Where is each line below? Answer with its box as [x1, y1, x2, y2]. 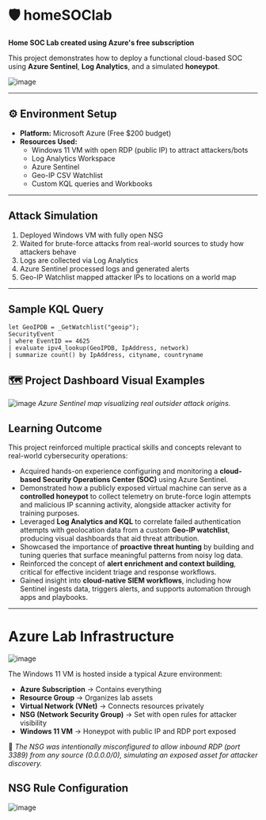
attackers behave [19, 247, 77, 256]
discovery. [8, 758, 42, 768]
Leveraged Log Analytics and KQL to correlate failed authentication [19, 517, 241, 526]
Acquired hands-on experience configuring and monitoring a [19, 466, 218, 476]
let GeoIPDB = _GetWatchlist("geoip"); [8, 324, 140, 332]
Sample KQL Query [8, 302, 104, 316]
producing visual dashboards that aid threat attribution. [19, 533, 199, 543]
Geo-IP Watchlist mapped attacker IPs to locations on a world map [19, 272, 237, 282]
